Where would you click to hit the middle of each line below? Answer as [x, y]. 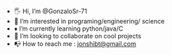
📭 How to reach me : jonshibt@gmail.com [75, 44]
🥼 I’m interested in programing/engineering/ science [89, 21]
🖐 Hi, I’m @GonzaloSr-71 [51, 11]
